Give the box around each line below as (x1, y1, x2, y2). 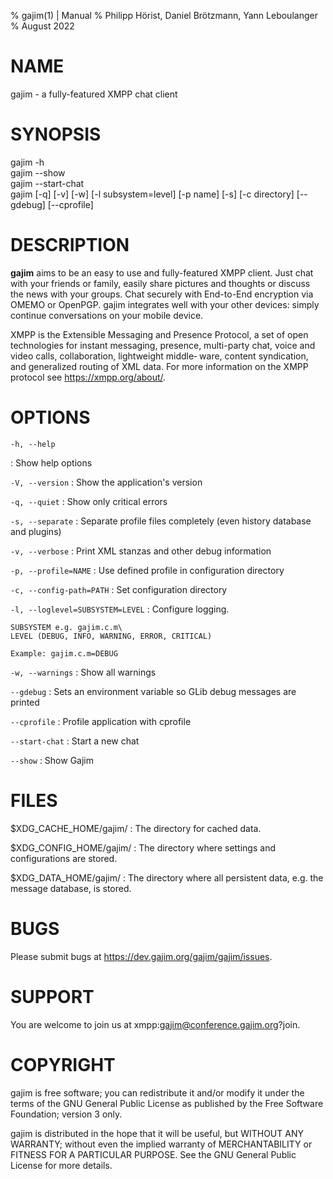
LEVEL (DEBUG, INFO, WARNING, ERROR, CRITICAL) (10, 631, 213, 641)
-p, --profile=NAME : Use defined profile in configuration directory (10, 564, 285, 576)
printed (10, 696, 40, 708)
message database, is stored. (10, 882, 132, 894)
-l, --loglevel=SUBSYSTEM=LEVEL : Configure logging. (10, 603, 230, 615)
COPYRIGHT (10, 1053, 116, 1076)
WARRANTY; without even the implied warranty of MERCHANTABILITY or (10, 1138, 313, 1150)
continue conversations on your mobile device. (10, 309, 204, 321)
